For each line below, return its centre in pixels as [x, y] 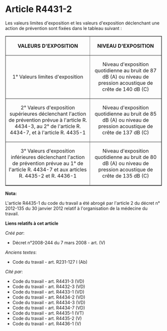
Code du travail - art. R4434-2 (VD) [49, 297]
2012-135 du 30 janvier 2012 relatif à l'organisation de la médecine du [77, 208]
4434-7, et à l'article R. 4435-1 [48, 132]
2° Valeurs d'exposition [48, 107]
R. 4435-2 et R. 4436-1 [48, 175]
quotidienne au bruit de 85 [125, 114]
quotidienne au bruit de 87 [125, 70]
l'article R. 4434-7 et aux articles [48, 169]
